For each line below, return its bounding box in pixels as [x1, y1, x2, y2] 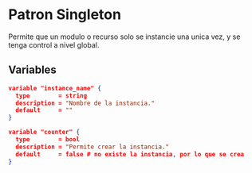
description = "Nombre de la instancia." [15, 99, 156, 107]
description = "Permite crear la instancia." [15, 143, 170, 151]
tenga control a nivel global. [8, 40, 100, 49]
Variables [8, 63, 57, 77]
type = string [15, 91, 88, 100]
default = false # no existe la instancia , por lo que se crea [15, 150, 245, 158]
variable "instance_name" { [8, 84, 102, 92]
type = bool [15, 136, 81, 144]
